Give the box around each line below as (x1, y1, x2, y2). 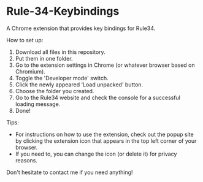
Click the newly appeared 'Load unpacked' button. (15, 81, 144, 88)
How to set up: (6, 36, 44, 44)
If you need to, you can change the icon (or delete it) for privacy (15, 150, 177, 157)
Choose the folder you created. (15, 87, 94, 94)
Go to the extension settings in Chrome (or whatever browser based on (15, 61, 195, 69)
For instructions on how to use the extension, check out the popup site (15, 131, 194, 138)
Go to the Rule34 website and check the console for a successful (15, 94, 181, 101)
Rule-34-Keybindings (6, 4, 120, 18)
